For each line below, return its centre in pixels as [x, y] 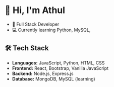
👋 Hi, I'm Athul [35, 10]
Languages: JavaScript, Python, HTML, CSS [58, 63]
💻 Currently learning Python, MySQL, [51, 30]
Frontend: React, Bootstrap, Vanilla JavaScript [60, 68]
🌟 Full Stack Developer [36, 24]
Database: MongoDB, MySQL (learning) [53, 79]
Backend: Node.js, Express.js [43, 73]
